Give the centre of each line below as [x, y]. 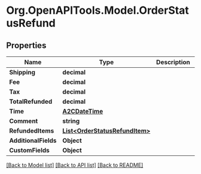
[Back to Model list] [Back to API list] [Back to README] [75, 165]
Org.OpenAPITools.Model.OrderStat [98, 10]
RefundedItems [32, 131]
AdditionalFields [33, 140]
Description [173, 62]
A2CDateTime [83, 111]
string [71, 121]
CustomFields [29, 150]
